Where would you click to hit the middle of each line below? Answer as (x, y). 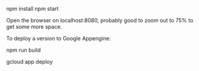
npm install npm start (33, 9)
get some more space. (34, 27)
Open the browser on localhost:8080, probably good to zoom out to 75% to (100, 20)
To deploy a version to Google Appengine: (58, 38)
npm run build (24, 50)
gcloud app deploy (30, 62)
